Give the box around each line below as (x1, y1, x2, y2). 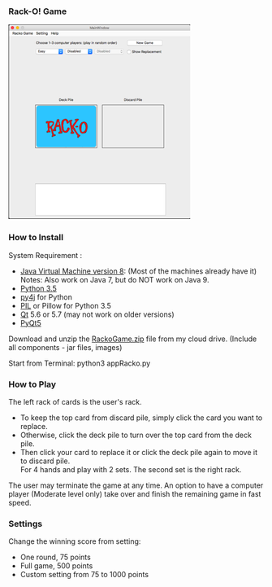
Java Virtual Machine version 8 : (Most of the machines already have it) (19, 266, 257, 276)
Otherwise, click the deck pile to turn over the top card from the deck (19, 430, 252, 440)
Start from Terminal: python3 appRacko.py (8, 358, 151, 368)
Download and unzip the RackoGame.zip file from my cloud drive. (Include (8, 334, 257, 344)
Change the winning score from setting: (8, 537, 141, 546)
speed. (8, 497, 32, 507)
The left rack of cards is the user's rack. (8, 396, 142, 406)
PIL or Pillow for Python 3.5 (19, 300, 111, 310)
